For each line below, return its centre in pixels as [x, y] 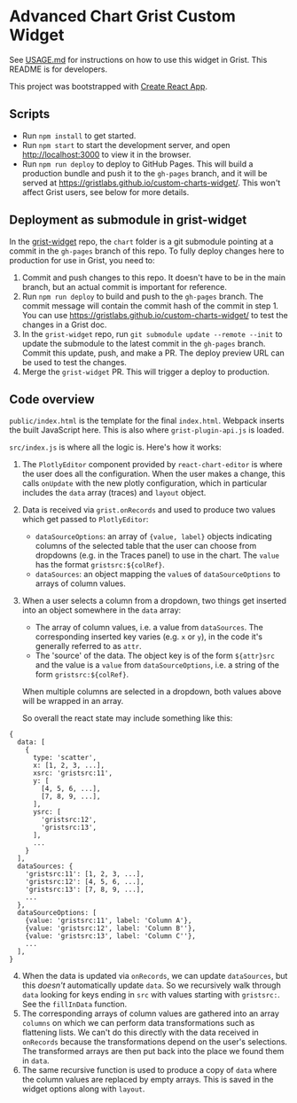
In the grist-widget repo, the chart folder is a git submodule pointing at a [141, 241]
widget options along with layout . [83, 1089]
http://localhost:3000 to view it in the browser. [106, 154]
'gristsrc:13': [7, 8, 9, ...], [85, 890]
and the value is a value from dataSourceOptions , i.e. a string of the [157, 665]
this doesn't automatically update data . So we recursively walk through [151, 985]
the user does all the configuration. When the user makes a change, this [153, 474]
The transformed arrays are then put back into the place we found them [153, 1052]
